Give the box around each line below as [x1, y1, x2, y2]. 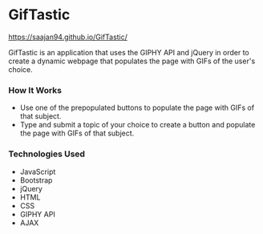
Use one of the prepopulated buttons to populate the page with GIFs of [19, 103, 255, 113]
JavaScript [19, 167, 56, 176]
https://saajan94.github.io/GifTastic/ [8, 32, 128, 42]
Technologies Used [8, 148, 86, 159]
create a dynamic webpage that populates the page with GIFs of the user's [8, 56, 256, 66]
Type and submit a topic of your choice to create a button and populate [19, 120, 256, 130]
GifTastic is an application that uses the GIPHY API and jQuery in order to [8, 47, 250, 57]
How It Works [8, 84, 63, 95]
